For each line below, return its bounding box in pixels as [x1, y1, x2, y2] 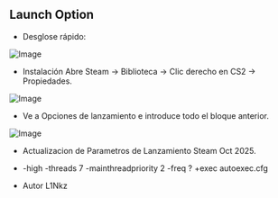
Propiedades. [22, 76, 72, 86]
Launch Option [9, 7, 95, 22]
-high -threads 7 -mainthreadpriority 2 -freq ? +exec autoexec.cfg [22, 162, 269, 174]
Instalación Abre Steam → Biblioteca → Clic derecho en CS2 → [22, 66, 256, 76]
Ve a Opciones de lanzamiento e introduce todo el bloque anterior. [22, 110, 269, 121]
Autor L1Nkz [22, 180, 68, 191]
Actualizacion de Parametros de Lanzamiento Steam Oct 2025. [22, 145, 256, 156]
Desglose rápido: [22, 31, 87, 41]
